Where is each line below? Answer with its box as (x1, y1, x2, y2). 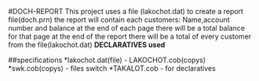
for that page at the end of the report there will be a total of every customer (8, 31, 252, 41)
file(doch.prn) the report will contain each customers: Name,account (8, 15, 230, 24)
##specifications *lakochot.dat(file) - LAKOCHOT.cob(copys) (8, 55, 206, 64)
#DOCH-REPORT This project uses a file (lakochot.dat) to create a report (8, 7, 243, 16)
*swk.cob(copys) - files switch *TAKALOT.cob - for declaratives (8, 64, 216, 73)
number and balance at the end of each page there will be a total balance (8, 24, 246, 32)
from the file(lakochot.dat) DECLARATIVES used (8, 40, 166, 50)
